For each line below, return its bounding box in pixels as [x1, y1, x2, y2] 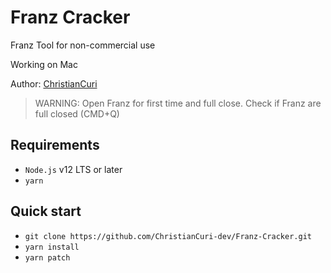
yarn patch [24, 252, 71, 263]
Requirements [10, 137, 100, 154]
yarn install [24, 242, 80, 252]
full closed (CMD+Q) [34, 107, 120, 120]
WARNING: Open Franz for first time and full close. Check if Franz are [34, 97, 322, 109]
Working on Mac [10, 58, 78, 70]
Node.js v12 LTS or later [24, 163, 123, 175]
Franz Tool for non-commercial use [10, 39, 156, 51]
